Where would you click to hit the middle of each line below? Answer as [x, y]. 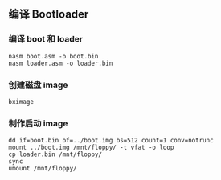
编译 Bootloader [49, 14]
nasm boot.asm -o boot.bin [53, 56]
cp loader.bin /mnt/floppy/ [55, 154]
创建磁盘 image [38, 85]
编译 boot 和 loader [45, 39]
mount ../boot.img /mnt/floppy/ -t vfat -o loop [91, 148]
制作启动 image [38, 123]
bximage [21, 102]
